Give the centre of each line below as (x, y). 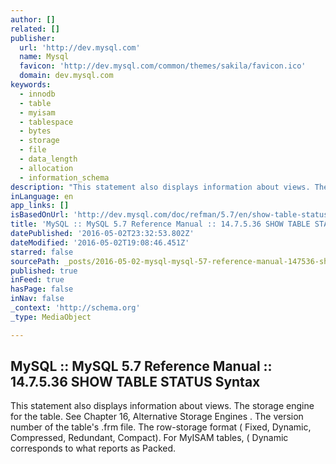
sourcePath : (35, 261)
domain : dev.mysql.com (66, 76)
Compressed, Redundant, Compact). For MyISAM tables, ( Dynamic (149, 438)
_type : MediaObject (51, 317)
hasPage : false (42, 289)
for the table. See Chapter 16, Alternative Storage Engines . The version (157, 417)
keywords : (31, 85)
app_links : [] (40, 206)
